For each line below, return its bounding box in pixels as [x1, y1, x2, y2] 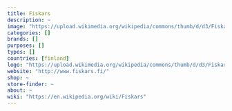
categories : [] [7, 29, 51, 37]
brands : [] [7, 36, 39, 43]
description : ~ [7, 17, 51, 23]
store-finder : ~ [7, 81, 54, 88]
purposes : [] [7, 42, 45, 49]
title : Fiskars [7, 10, 51, 17]
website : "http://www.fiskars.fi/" [7, 68, 110, 74]
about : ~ [7, 87, 32, 94]
